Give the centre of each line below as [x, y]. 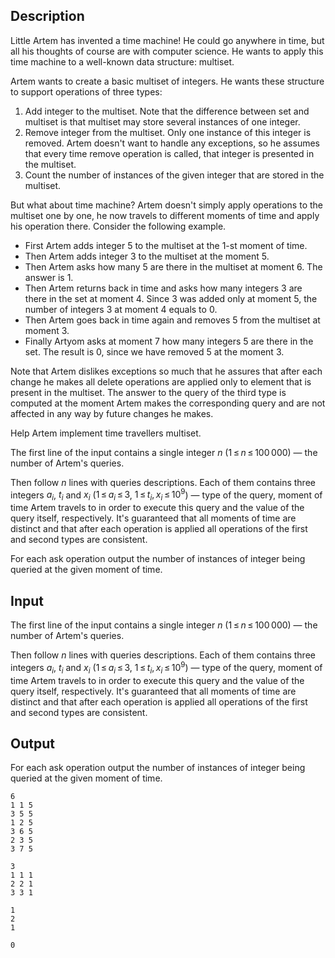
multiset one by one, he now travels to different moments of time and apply [165, 215]
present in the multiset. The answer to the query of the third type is [148, 392]
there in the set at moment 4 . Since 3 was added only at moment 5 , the [171, 298]
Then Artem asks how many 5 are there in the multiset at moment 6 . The [173, 266]
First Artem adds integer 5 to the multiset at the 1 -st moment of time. [166, 245]
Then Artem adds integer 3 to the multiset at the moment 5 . [147, 256]
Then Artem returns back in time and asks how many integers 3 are [163, 288]
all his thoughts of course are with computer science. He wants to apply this [167, 51]
